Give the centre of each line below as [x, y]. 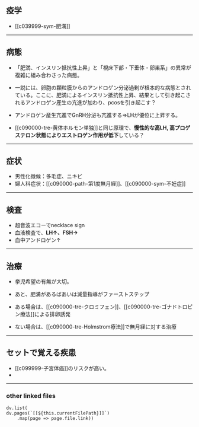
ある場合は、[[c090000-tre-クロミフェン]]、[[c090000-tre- [88, 307]
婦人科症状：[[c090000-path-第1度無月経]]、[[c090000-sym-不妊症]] [100, 184]
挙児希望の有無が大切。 [43, 282]
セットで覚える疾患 [41, 353]
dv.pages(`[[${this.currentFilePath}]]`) [58, 413]
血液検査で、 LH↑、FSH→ [46, 232]
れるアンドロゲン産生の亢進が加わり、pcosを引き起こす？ [85, 102]
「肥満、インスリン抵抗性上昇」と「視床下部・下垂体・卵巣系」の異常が [103, 68]
